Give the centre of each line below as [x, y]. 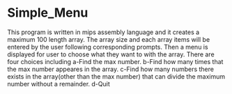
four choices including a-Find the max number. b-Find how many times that [115, 61]
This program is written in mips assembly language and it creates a [103, 32]
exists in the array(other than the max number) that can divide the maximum [116, 76]
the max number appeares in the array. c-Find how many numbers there [111, 69]
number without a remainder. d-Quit [59, 84]
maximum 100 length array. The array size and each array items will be [109, 39]
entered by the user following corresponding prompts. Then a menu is [108, 47]
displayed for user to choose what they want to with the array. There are [111, 54]
